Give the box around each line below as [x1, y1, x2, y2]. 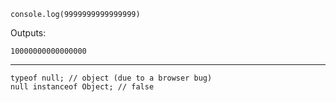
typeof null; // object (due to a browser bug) [10, 73, 213, 83]
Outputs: [10, 27, 47, 39]
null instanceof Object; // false [10, 82, 155, 92]
